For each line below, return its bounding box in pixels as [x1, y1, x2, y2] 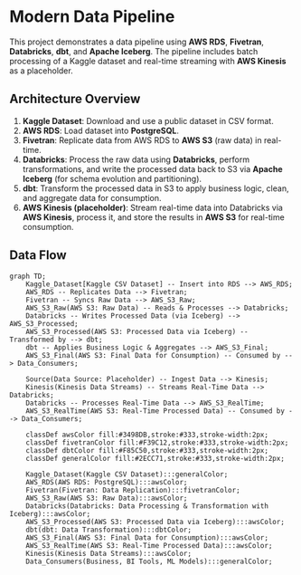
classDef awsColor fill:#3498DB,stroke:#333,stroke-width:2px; [25, 430, 269, 439]
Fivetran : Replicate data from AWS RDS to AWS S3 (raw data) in [22, 134, 262, 146]
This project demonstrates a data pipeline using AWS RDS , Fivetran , [9, 36, 265, 47]
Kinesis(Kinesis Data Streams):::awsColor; [25, 549, 193, 558]
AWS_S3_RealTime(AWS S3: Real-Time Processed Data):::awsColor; [25, 541, 273, 550]
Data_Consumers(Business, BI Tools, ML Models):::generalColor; [25, 557, 273, 566]
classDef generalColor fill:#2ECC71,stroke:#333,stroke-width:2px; [25, 454, 285, 463]
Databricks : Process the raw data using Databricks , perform [22, 154, 250, 165]
